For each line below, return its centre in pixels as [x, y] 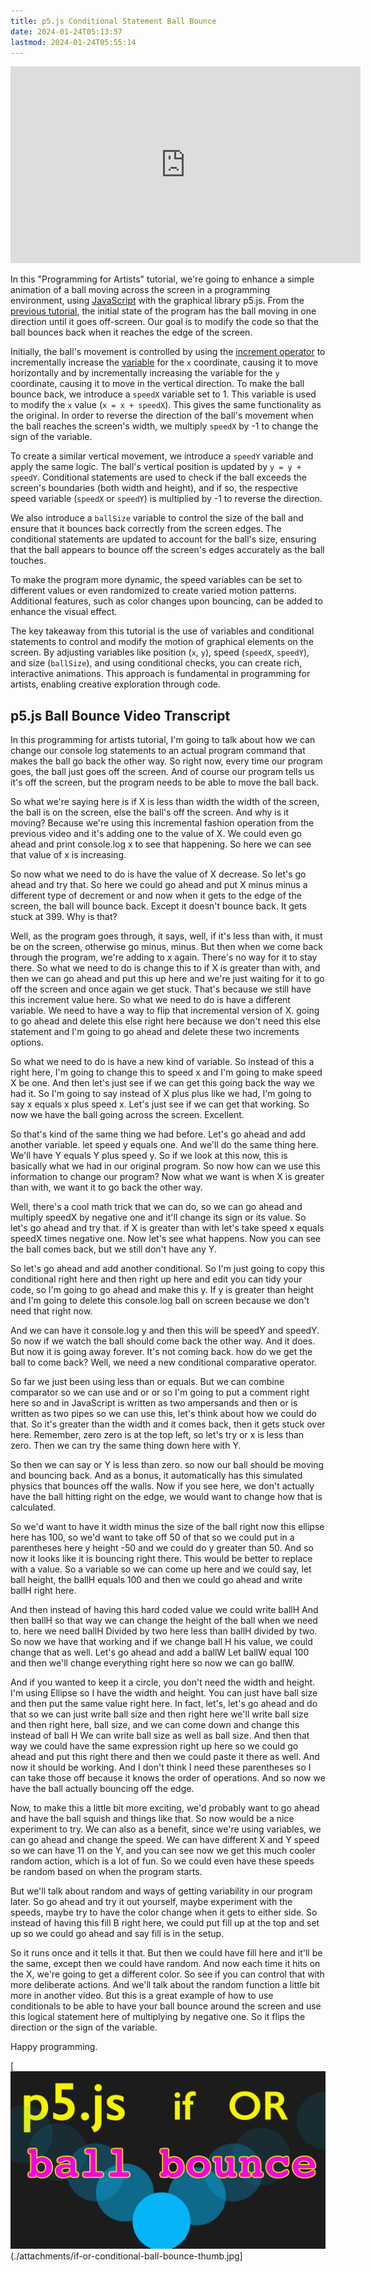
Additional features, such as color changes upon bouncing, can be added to [166, 601]
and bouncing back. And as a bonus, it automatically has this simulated [156, 1476]
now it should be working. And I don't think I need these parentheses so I [161, 1767]
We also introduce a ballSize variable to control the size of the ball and [157, 518]
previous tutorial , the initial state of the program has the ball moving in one [163, 311]
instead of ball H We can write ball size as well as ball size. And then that [160, 1736]
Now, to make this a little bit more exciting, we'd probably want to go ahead [165, 1808]
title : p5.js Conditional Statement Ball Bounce [113, 21]
